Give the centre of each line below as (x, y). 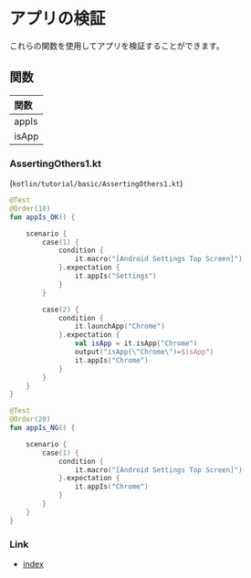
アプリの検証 (58, 19)
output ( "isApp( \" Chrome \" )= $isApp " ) (144, 352)
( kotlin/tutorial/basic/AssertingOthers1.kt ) (96, 184)
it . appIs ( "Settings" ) (115, 276)
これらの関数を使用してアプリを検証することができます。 (117, 46)
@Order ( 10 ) (30, 208)
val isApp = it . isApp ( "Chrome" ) (136, 343)
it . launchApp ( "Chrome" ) (120, 326)
